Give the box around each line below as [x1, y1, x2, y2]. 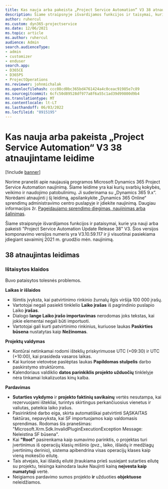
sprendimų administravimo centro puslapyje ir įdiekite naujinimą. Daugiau [5, 200, 156, 206]
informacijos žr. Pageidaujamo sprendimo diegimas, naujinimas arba [5, 205, 146, 211]
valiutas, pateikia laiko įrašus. [12, 404, 73, 410]
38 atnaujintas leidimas [5, 251, 80, 259]
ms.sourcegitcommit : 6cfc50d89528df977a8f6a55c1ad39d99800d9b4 [5, 91, 140, 96]
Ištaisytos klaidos [5, 266, 49, 273]
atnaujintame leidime [5, 153, 95, 164]
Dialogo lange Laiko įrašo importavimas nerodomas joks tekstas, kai [12, 312, 155, 318]
